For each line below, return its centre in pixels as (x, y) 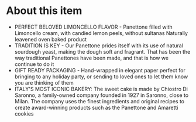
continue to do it (34, 64)
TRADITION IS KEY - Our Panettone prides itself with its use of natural (99, 46)
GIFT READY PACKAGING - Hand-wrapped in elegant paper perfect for (100, 70)
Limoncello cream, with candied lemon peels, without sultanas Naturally (101, 33)
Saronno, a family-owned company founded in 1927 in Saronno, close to (102, 95)
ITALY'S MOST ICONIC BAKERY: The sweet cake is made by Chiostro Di (101, 89)
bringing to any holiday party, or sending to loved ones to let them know (101, 76)
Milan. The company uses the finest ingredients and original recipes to (99, 101)
